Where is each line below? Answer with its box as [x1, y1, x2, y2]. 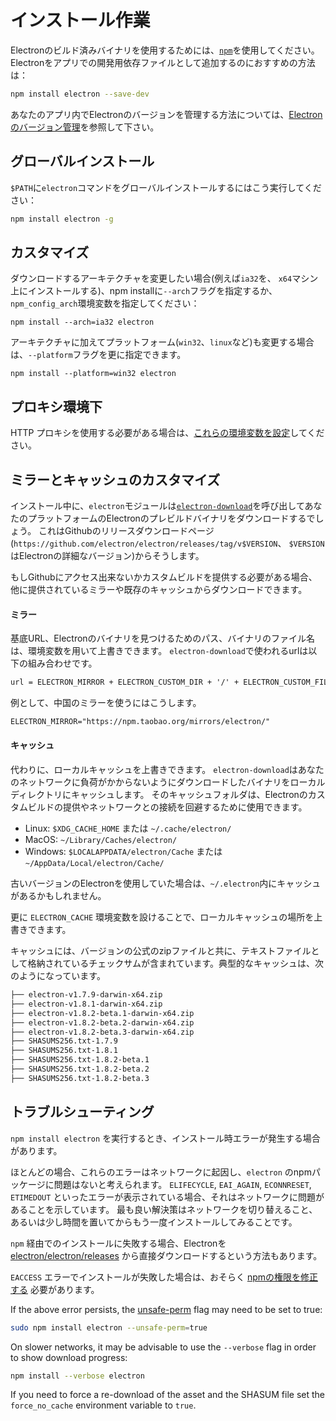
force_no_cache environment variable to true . [10, 1399, 197, 1411]
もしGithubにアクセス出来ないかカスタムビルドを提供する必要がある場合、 [10, 571, 318, 583]
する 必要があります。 [10, 1283, 100, 1295]
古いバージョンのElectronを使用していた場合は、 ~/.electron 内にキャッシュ [10, 877, 322, 890]
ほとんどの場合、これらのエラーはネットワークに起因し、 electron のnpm [10, 1166, 312, 1178]
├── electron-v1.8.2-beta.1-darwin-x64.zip [10, 1008, 195, 1018]
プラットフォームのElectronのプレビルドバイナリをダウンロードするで [27, 512, 316, 524]
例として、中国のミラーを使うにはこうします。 [10, 697, 202, 709]
